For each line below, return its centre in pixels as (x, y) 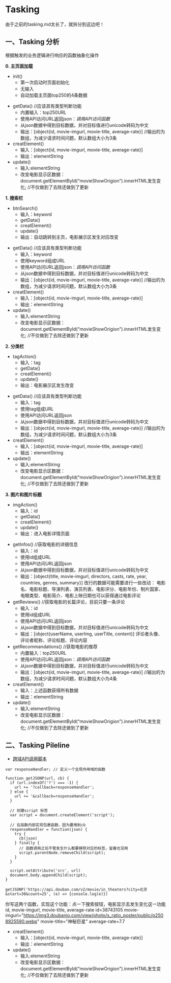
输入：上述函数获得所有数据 (49, 690)
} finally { (27, 843)
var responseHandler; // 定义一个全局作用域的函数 (55, 769)
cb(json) (28, 838)
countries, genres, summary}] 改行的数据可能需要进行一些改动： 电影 (93, 582)
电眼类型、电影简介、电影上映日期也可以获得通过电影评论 (80, 595)
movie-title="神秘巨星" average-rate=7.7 (83, 921)
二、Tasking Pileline (38, 746)
